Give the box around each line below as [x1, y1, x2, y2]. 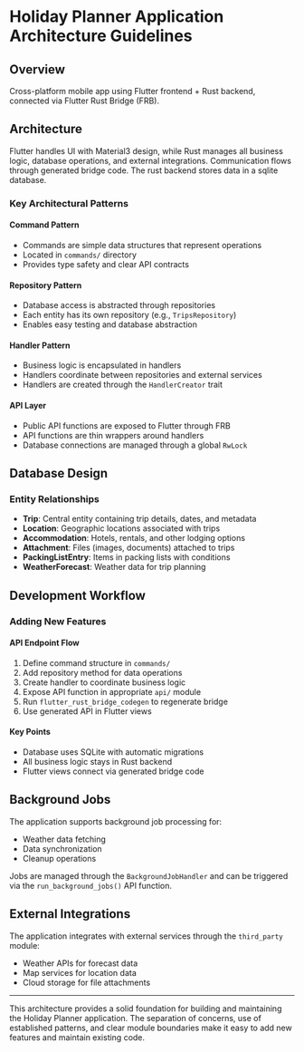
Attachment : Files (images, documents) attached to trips [22, 542, 235, 554]
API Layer [9, 400, 47, 410]
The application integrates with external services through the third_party [9, 931, 283, 941]
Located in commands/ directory [22, 249, 138, 260]
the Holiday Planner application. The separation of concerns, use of [9, 1012, 262, 1023]
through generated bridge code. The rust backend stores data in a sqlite [9, 165, 279, 176]
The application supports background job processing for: [9, 816, 223, 826]
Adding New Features [9, 614, 107, 627]
